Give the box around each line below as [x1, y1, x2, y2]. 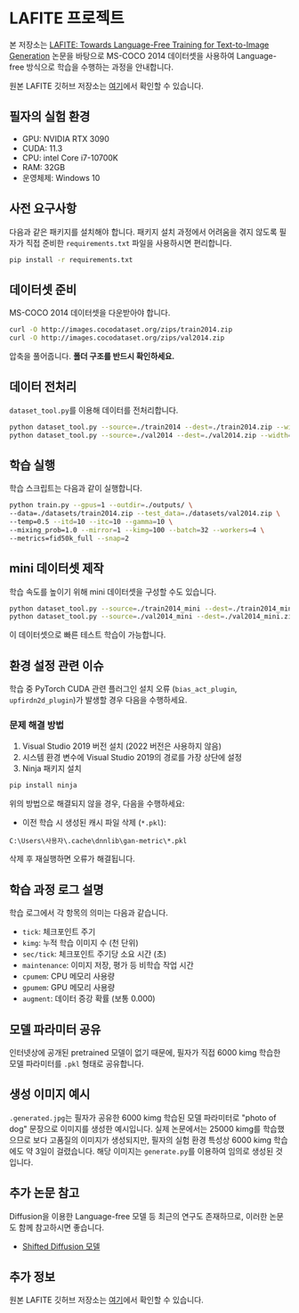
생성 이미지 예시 [9, 1087, 91, 1102]
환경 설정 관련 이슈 [9, 658, 104, 673]
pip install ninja [9, 781, 77, 790]
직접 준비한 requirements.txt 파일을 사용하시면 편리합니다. [25, 237, 232, 248]
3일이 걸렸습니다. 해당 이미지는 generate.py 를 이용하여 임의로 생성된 [35, 1145, 274, 1156]
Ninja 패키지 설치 [21, 763, 82, 774]
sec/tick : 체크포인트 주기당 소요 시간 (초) [21, 948, 167, 959]
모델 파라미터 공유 [9, 1022, 101, 1037]
